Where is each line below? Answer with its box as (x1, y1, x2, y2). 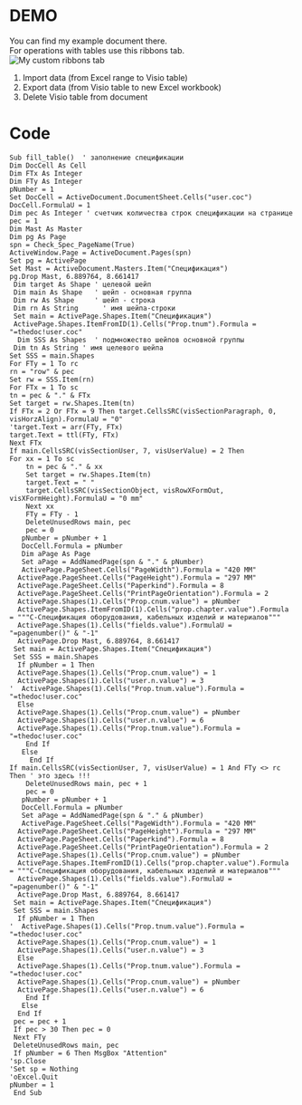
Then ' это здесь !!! (9, 771, 91, 780)
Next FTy (13, 1033, 47, 1042)
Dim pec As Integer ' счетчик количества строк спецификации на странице (9, 208, 294, 217)
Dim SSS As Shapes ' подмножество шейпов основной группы (17, 335, 245, 344)
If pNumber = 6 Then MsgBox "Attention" (13, 1048, 168, 1058)
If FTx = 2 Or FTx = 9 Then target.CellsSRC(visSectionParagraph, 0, (9, 407, 278, 416)
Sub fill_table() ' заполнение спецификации (9, 153, 184, 162)
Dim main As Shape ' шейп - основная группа (13, 287, 193, 297)
